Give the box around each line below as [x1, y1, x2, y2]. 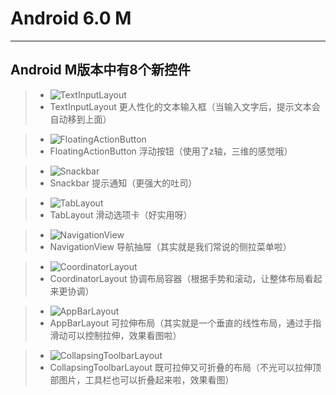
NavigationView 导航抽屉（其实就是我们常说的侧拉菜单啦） [49, 240, 292, 252]
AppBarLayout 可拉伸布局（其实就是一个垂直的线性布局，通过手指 [49, 317, 322, 329]
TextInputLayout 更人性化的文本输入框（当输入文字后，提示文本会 [49, 100, 321, 112]
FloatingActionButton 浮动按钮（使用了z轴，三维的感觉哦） [49, 145, 293, 157]
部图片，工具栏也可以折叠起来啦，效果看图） [49, 373, 235, 386]
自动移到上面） [49, 113, 112, 125]
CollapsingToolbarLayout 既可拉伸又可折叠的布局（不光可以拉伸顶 [49, 361, 322, 373]
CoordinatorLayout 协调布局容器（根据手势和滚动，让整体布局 [49, 272, 305, 284]
